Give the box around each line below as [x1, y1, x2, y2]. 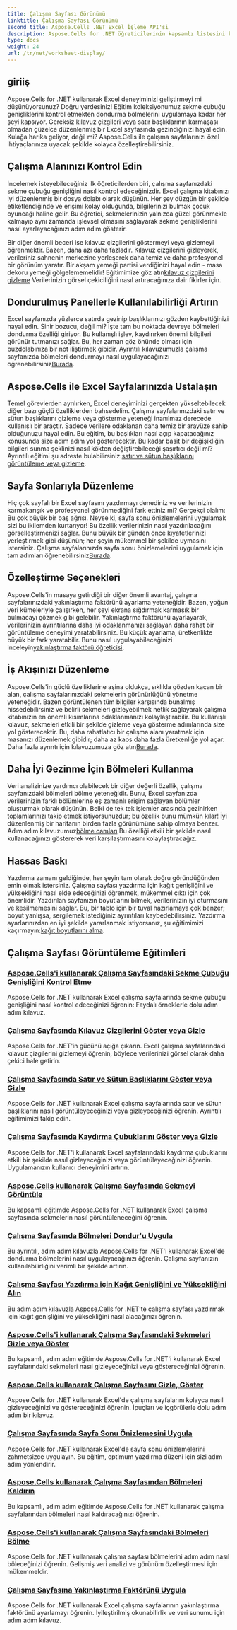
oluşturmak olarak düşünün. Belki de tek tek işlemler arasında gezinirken [7, 804, 218, 813]
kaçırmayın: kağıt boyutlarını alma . [7, 926, 105, 935]
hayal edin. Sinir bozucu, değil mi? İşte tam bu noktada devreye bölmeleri [7, 323, 220, 331]
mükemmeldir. [7, 1568, 49, 1576]
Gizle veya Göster [7, 1339, 69, 1348]
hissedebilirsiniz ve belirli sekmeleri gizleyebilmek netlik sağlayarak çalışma [7, 705, 226, 713]
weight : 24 [7, 43, 39, 50]
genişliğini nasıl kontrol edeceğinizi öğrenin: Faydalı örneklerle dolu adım [7, 1000, 219, 1009]
